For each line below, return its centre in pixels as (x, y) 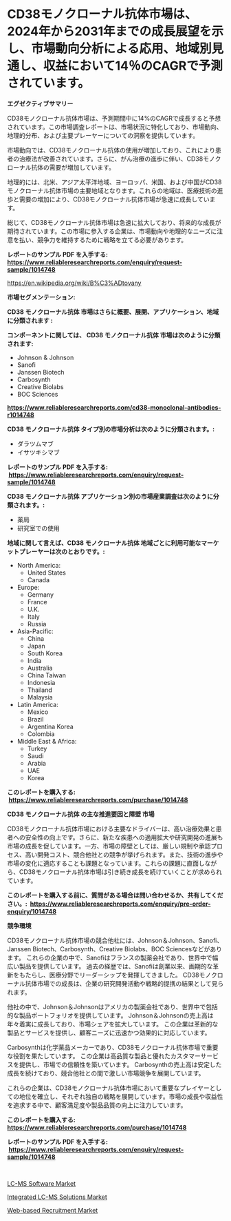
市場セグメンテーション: (41, 297)
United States (47, 573)
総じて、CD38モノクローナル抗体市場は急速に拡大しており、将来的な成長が (114, 222)
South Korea (45, 653)
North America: (38, 565)
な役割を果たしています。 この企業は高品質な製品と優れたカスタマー (104, 1055)
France (37, 602)
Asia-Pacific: (35, 631)
